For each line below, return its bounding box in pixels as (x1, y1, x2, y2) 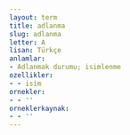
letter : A (9, 37, 46, 47)
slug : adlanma (9, 29, 62, 38)
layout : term (9, 12, 58, 22)
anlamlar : (9, 54, 46, 63)
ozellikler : (9, 71, 53, 80)
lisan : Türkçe (9, 46, 62, 55)
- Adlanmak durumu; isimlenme (9, 63, 122, 72)
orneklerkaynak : (9, 104, 69, 113)
